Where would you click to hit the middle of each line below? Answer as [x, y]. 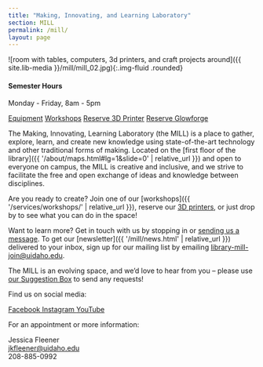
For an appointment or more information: [74, 325]
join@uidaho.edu [35, 256]
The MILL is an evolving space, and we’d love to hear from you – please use [130, 271]
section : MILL [31, 23]
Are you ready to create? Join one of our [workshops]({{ [99, 199]
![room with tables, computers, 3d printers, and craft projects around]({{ [125, 60]
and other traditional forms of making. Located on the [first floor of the [122, 151]
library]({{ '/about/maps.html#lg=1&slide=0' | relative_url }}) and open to [125, 158]
